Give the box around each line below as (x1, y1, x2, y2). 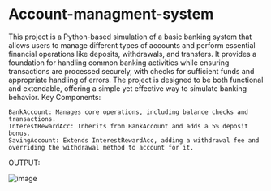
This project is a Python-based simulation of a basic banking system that (8, 32, 252, 41)
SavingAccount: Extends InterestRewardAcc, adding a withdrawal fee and (8, 136, 260, 145)
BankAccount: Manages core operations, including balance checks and (8, 107, 249, 116)
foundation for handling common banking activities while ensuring (8, 58, 230, 67)
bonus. (8, 129, 31, 137)
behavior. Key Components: (8, 92, 101, 102)
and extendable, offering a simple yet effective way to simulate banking (8, 83, 247, 93)
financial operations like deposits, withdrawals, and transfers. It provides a (8, 49, 257, 59)
